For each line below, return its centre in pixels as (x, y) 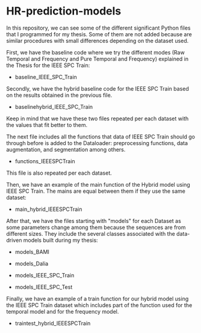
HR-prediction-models (64, 11)
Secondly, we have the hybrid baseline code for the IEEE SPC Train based (98, 88)
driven (14, 240)
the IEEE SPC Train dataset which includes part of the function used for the (99, 305)
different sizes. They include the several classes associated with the (91, 233)
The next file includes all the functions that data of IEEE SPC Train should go (101, 137)
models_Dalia (32, 263)
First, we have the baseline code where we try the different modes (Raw (95, 52)
